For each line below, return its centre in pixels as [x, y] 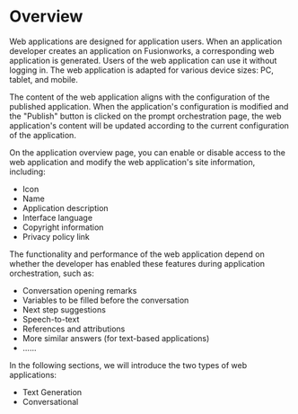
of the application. [43, 135]
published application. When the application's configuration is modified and [149, 106]
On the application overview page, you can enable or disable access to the [147, 152]
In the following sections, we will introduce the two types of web [128, 365]
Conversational [50, 401]
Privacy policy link [56, 236]
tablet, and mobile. [44, 79]
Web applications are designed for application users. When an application [146, 41]
